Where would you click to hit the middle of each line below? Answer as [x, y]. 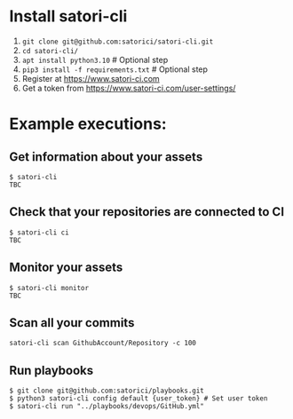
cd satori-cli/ [50, 51]
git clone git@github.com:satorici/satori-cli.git [118, 42]
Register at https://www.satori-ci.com [91, 78]
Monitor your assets [66, 268]
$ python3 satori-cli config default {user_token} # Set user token [139, 399]
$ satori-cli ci [39, 233]
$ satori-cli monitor [49, 288]
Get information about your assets [106, 157]
